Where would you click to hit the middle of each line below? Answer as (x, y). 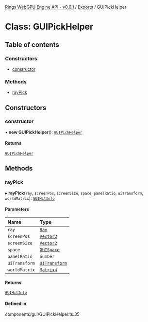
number (47, 256)
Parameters (17, 209)
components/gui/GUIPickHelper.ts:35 (42, 314)
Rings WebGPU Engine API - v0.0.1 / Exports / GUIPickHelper (66, 7)
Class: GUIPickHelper (49, 27)
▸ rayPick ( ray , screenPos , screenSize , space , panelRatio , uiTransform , (74, 193)
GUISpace (49, 250)
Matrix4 (48, 270)
